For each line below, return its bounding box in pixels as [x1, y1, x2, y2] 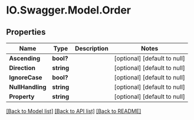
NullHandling [9, 83, 47, 91]
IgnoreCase [9, 74, 42, 81]
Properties [6, 27, 46, 37]
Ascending [9, 54, 41, 62]
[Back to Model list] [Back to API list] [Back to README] [6, 108, 142, 115]
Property [9, 92, 35, 101]
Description [74, 45, 109, 52]
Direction [9, 64, 35, 72]
